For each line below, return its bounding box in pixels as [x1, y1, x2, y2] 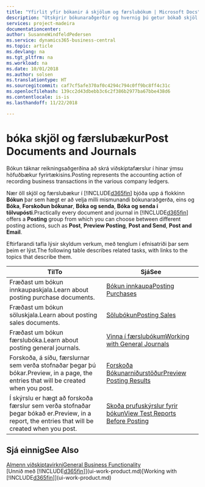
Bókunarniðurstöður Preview [106, 369, 187, 377]
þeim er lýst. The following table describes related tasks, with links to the [6, 247, 188, 254]
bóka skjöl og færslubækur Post [6, 131, 169, 145]
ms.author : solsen [6, 71, 53, 78]
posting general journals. [9, 343, 81, 352]
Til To [47, 267, 63, 276]
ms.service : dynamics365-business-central [6, 37, 116, 43]
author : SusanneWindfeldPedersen [6, 32, 92, 38]
